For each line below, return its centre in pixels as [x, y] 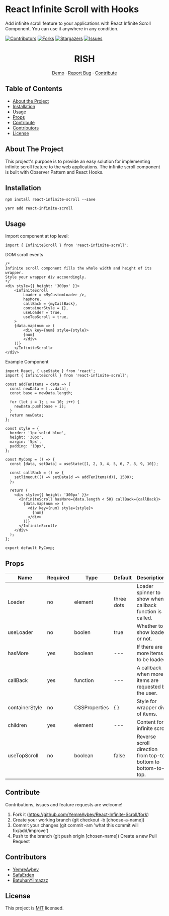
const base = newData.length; [41, 393]
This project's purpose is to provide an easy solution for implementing [78, 161]
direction [147, 749]
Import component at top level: [37, 236]
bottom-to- [151, 768]
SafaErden [23, 875]
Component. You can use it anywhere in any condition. [62, 28]
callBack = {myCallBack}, [51, 304]
